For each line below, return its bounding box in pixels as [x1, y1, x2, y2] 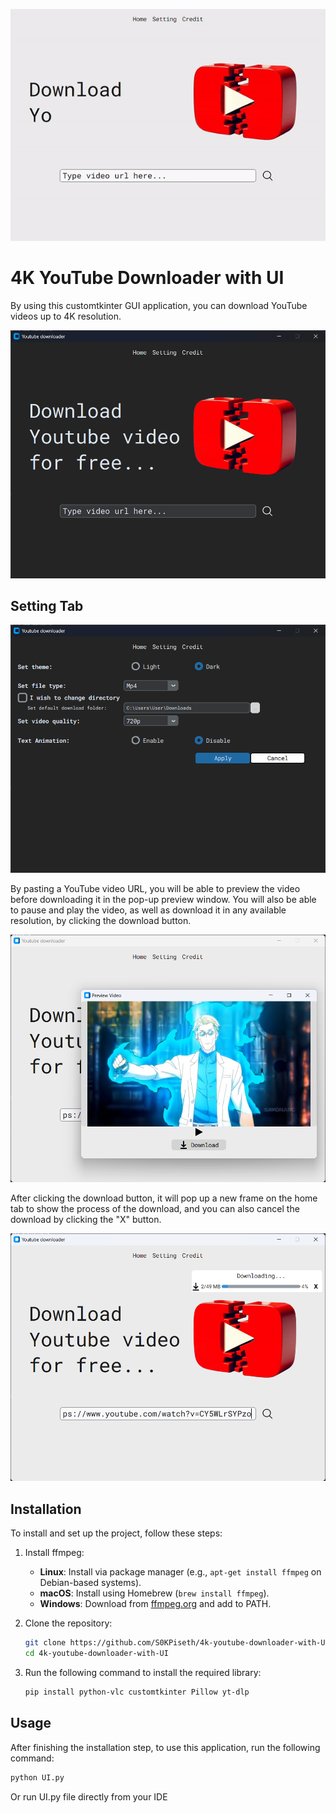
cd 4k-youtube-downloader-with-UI [24, 1649, 169, 1659]
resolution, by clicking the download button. [10, 914, 192, 926]
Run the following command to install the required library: [24, 1666, 262, 1678]
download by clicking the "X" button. [10, 1214, 162, 1226]
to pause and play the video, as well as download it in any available [10, 904, 287, 916]
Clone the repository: [24, 1617, 113, 1629]
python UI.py [10, 1772, 65, 1783]
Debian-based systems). [39, 1577, 142, 1589]
